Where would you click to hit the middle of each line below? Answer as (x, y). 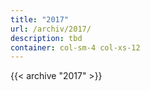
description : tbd (46, 38)
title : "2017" (40, 19)
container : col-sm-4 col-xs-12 (75, 47)
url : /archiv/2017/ (51, 29)
